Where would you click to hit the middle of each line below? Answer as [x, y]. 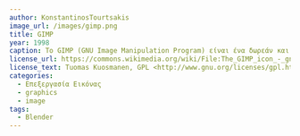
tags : [19, 109]
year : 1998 [29, 42]
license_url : [33, 59]
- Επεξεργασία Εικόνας [59, 84]
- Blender [35, 117]
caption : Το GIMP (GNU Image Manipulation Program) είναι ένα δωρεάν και [150, 51]
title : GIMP [31, 34]
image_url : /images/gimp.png [63, 26]
